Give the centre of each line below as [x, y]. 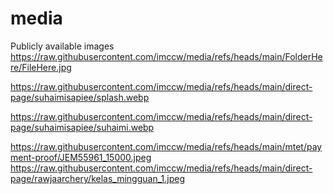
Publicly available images [62, 46]
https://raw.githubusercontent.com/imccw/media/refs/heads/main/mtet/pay [166, 146]
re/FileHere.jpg [41, 67]
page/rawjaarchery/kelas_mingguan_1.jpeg [98, 178]
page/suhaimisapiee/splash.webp [80, 97]
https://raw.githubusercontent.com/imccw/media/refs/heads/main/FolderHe [166, 56]
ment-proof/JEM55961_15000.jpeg [81, 157]
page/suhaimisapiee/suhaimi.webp [82, 127]
